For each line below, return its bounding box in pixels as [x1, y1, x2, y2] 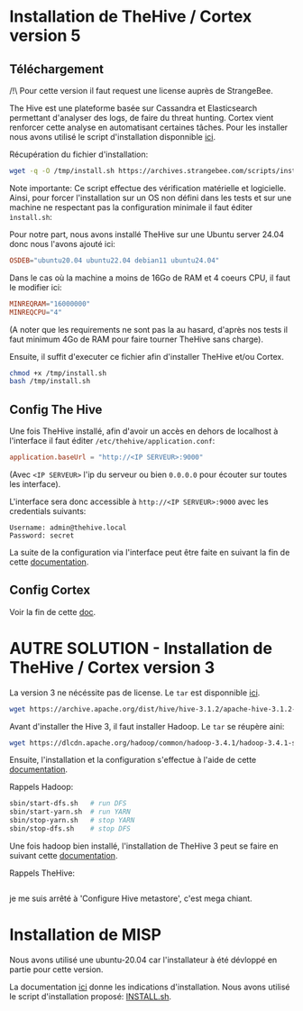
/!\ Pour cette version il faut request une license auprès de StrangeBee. [9, 86, 273, 96]
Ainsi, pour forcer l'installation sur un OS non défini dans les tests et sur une [9, 192, 292, 203]
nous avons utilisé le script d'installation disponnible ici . [9, 132, 216, 142]
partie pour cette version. [9, 963, 104, 975]
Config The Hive [9, 401, 103, 417]
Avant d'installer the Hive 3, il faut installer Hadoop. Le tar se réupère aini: [9, 721, 285, 731]
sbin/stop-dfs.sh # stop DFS [9, 824, 131, 833]
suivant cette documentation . [9, 850, 118, 860]
